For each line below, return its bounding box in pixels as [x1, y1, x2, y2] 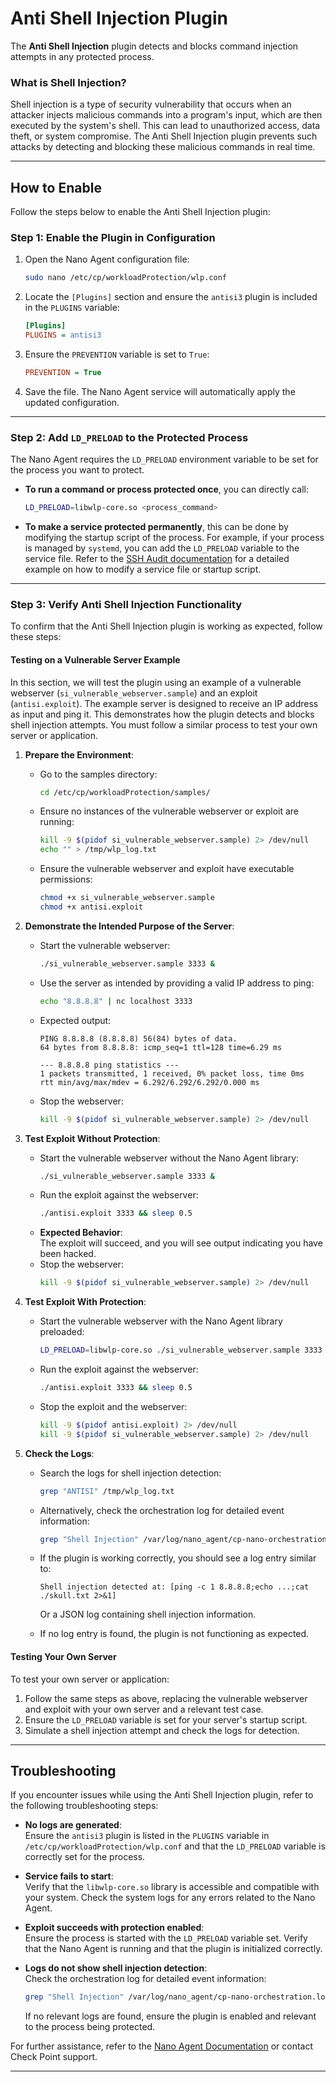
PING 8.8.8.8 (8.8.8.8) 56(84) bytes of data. [39, 1033, 238, 1044]
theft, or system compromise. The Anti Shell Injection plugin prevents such [10, 130, 318, 142]
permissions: [39, 873, 93, 886]
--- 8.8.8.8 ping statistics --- [39, 1060, 180, 1070]
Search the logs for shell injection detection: [39, 1467, 222, 1479]
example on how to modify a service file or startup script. [24, 563, 262, 576]
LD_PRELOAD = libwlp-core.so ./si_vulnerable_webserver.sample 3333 [39, 1345, 323, 1356]
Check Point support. [10, 2051, 98, 2063]
